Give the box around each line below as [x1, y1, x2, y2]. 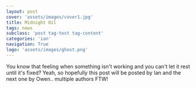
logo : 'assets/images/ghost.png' [6, 47, 88, 53]
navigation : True [6, 42, 49, 48]
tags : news [6, 25, 33, 31]
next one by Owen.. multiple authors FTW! [6, 75, 109, 82]
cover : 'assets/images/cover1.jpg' [6, 14, 94, 20]
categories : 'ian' [6, 36, 51, 42]
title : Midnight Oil [6, 19, 57, 25]
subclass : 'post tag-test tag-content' [6, 31, 104, 36]
